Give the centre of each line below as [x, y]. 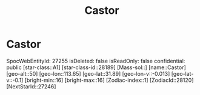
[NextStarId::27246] [31, 86]
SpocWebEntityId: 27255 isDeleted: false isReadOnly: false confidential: [96, 61]
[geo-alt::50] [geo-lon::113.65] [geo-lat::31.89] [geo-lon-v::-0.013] [88, 73]
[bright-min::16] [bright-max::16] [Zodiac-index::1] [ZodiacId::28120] [109, 80]
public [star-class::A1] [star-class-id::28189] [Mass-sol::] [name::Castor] [96, 67]
